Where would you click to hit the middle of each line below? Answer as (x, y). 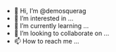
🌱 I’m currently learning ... (51, 26)
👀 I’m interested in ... (44, 18)
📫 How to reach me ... (46, 41)
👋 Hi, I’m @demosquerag (50, 11)
